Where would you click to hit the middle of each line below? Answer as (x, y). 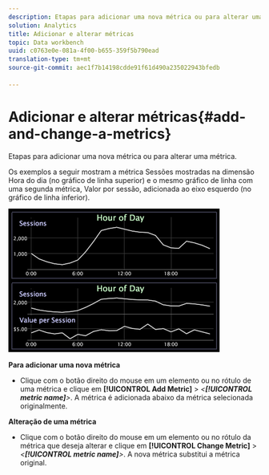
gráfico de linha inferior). (49, 197)
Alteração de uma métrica (52, 421)
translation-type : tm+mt (50, 59)
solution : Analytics (43, 25)
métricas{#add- (192, 117)
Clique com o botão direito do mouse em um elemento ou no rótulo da (135, 436)
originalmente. (44, 406)
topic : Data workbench (46, 43)
